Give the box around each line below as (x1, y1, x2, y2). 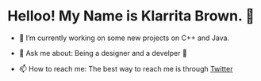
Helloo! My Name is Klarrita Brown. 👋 (7, 7, 255, 25)
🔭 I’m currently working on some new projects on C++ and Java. (18, 33, 230, 42)
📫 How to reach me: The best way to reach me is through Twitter (18, 64, 233, 73)
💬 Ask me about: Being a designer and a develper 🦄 (18, 48, 187, 57)
